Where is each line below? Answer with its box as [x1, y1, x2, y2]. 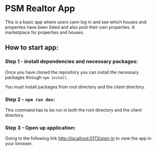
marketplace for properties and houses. [5, 29, 85, 35]
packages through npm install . [5, 74, 68, 80]
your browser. [5, 141, 33, 147]
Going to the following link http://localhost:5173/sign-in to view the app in [5, 135, 152, 141]
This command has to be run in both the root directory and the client [5, 107, 142, 113]
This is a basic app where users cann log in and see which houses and [5, 19, 147, 25]
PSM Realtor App [5, 3, 75, 14]
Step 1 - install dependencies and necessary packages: [5, 58, 139, 65]
